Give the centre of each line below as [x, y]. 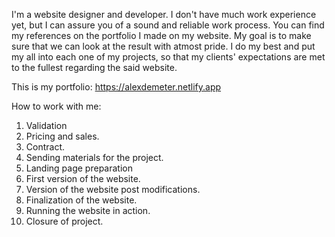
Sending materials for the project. [94, 157]
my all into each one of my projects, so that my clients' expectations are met [168, 57]
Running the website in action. [88, 210]
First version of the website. [83, 178]
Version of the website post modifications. [113, 189]
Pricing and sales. [62, 136]
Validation [46, 125]
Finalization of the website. [81, 200]
